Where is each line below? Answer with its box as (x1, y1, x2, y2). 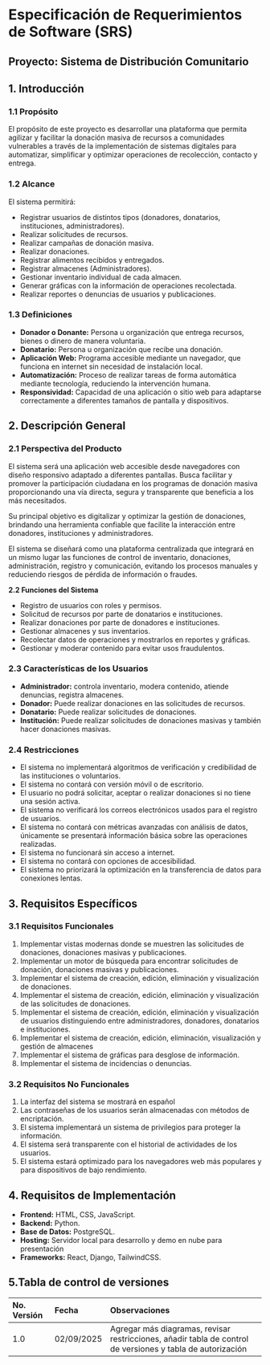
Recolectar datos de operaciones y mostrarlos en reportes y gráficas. (19, 635, 251, 644)
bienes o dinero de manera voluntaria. (19, 336, 146, 345)
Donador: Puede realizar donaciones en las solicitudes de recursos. (19, 698, 245, 708)
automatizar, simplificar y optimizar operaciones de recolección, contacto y (8, 150, 258, 160)
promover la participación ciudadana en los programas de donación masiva (8, 478, 259, 488)
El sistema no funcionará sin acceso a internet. (19, 848, 175, 857)
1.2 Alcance (8, 178, 55, 190)
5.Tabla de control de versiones (8, 1276, 170, 1289)
